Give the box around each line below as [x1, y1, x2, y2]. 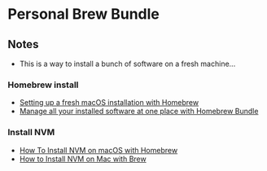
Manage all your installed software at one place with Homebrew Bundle [19, 107, 259, 116]
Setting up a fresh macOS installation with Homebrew [19, 98, 199, 107]
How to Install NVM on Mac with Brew [19, 154, 147, 164]
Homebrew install [7, 79, 79, 90]
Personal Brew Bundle [7, 5, 160, 24]
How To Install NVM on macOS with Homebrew [19, 145, 178, 155]
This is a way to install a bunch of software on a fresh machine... [19, 59, 236, 68]
